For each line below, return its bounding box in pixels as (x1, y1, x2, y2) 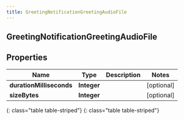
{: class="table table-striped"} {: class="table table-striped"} (6, 107, 160, 114)
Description (106, 70, 141, 79)
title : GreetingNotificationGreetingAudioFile (6, 9, 127, 15)
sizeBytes (9, 91, 39, 99)
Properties (6, 53, 48, 63)
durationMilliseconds (9, 81, 73, 89)
